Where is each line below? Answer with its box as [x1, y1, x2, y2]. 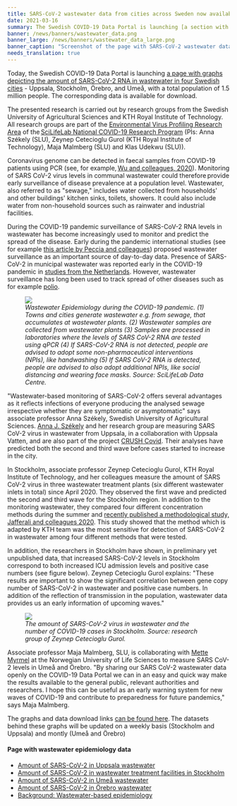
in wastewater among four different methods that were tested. [7, 532, 188, 541]
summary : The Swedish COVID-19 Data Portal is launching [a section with [7, 23, 229, 30]
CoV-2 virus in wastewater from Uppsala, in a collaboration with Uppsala [7, 429, 218, 437]
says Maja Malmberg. [7, 700, 70, 709]
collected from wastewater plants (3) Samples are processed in [25, 325, 210, 334]
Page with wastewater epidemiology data [7, 745, 132, 754]
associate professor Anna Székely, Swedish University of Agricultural [7, 414, 209, 422]
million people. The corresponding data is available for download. [7, 91, 197, 99]
